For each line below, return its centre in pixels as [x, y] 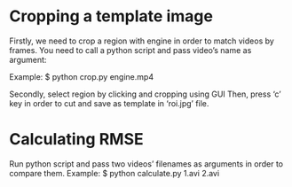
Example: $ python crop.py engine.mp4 [81, 76]
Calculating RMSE [76, 140]
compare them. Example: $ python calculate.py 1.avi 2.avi [114, 173]
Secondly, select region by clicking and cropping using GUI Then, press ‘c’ [145, 94]
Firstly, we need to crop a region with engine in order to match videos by [142, 41]
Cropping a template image [111, 16]
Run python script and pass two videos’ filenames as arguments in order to [146, 164]
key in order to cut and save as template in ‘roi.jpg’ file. [109, 103]
